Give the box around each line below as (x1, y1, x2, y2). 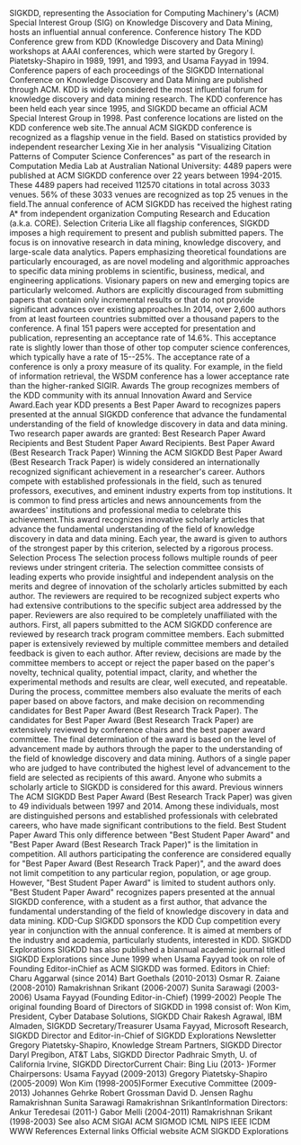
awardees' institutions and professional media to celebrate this (9, 505, 242, 515)
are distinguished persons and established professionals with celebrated (9, 810, 279, 821)
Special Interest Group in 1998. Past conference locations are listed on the (9, 112, 284, 123)
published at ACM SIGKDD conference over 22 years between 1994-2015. (9, 170, 283, 181)
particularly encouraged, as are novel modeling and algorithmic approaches (9, 256, 290, 266)
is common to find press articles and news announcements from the (9, 495, 262, 505)
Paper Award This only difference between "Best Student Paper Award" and (9, 829, 290, 840)
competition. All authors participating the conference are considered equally (9, 849, 292, 859)
